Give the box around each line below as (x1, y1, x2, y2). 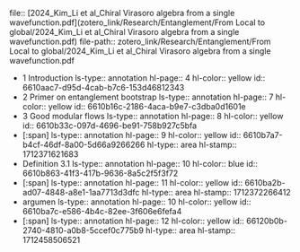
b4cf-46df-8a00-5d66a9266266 (22, 139, 146, 150)
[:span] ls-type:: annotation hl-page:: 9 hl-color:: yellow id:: (22, 130, 242, 140)
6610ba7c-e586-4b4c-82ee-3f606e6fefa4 (22, 206, 182, 216)
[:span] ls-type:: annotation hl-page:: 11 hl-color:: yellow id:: (22, 178, 243, 187)
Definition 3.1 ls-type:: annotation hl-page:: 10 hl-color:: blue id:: (22, 159, 259, 169)
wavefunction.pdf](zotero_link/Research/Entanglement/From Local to (9, 17, 266, 28)
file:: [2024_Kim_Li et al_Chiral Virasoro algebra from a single (9, 8, 235, 18)
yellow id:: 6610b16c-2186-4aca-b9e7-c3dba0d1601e (48, 101, 247, 111)
